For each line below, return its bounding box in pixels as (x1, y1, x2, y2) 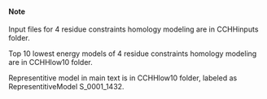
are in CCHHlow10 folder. (8, 58, 94, 67)
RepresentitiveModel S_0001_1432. (8, 82, 125, 92)
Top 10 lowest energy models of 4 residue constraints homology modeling (8, 49, 257, 58)
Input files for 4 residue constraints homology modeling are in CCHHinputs (8, 24, 259, 34)
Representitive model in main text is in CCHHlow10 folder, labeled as (8, 73, 238, 83)
